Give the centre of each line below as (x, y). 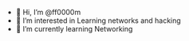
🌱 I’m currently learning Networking (74, 29)
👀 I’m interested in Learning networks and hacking (98, 20)
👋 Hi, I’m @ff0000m (48, 12)
